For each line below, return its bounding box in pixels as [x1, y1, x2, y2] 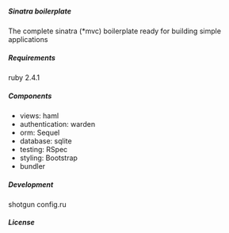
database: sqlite [19, 136, 73, 146]
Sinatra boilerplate [8, 6, 71, 16]
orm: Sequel [19, 128, 60, 137]
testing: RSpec [19, 144, 68, 154]
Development [8, 179, 54, 189]
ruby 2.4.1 [8, 72, 40, 82]
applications [8, 34, 48, 44]
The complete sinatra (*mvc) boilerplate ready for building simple [8, 26, 222, 36]
